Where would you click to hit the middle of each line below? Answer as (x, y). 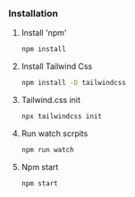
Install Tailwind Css (57, 66)
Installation (34, 13)
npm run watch (47, 150)
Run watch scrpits (55, 133)
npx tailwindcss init (61, 116)
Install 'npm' (44, 33)
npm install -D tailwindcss (73, 83)
